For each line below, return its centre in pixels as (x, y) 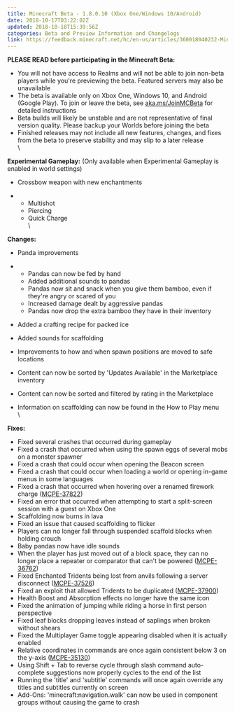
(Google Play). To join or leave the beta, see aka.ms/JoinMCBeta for (115, 103)
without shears (39, 628)
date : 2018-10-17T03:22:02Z (48, 20)
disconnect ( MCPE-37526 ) (56, 583)
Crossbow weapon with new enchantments (80, 182)
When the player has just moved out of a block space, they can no (113, 553)
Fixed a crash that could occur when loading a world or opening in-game (122, 472)
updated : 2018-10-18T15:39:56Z (53, 27)
